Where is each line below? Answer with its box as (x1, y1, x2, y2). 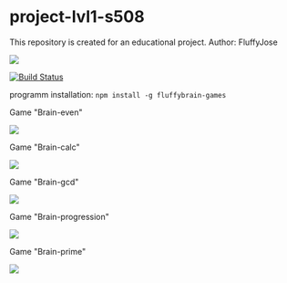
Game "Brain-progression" (9, 211, 109, 222)
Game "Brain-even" (9, 107, 84, 118)
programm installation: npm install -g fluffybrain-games (9, 89, 227, 100)
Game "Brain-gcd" (9, 176, 79, 187)
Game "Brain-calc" (9, 141, 80, 152)
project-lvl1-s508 (9, 6, 145, 27)
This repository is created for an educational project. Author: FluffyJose (9, 37, 278, 47)
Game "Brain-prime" (9, 246, 87, 257)
